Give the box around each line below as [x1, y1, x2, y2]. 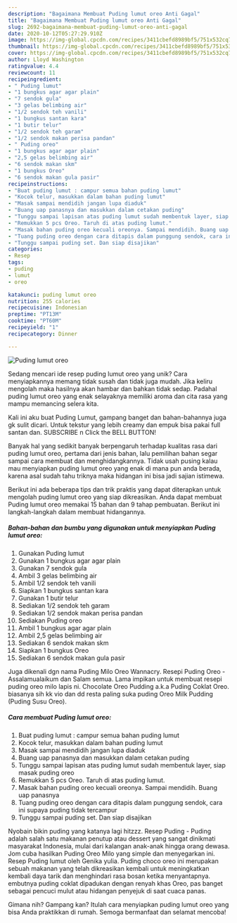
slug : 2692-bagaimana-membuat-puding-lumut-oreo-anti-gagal [8, 23, 188, 30]
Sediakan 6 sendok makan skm [18, 638, 109, 647]
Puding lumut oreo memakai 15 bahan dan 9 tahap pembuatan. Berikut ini [8, 500, 220, 509]
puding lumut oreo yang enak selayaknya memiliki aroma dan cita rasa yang [8, 392, 228, 400]
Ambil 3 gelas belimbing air [18, 571, 97, 580]
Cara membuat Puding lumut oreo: [8, 713, 112, 722]
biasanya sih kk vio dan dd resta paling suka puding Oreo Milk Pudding [8, 689, 214, 698]
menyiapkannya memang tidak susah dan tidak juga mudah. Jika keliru [8, 377, 213, 386]
